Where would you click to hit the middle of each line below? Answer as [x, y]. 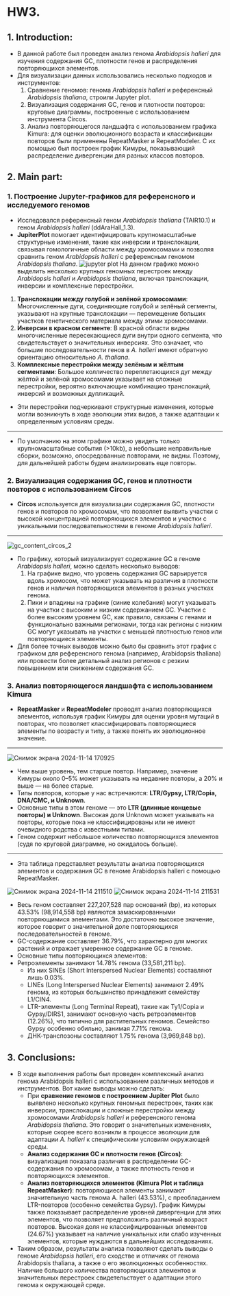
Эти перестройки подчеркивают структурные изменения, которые [115, 407]
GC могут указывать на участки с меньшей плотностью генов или [125, 632]
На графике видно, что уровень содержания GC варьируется [117, 573]
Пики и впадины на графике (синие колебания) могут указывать [122, 602]
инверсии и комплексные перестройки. [75, 286]
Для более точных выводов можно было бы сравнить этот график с [117, 646]
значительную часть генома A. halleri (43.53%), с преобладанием [124, 1198]
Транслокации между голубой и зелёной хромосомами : [102, 299]
